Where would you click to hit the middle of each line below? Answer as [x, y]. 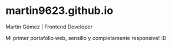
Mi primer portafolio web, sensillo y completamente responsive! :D [86, 38]
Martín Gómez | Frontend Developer [49, 27]
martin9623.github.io [59, 11]
